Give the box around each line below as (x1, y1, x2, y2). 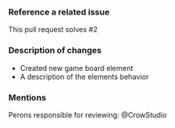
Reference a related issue (8, 6, 110, 18)
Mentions (8, 92, 47, 103)
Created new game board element (19, 63, 134, 72)
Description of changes (8, 45, 102, 56)
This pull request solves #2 (8, 25, 98, 35)
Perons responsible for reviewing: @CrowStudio (8, 109, 167, 119)
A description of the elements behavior (19, 72, 149, 81)
